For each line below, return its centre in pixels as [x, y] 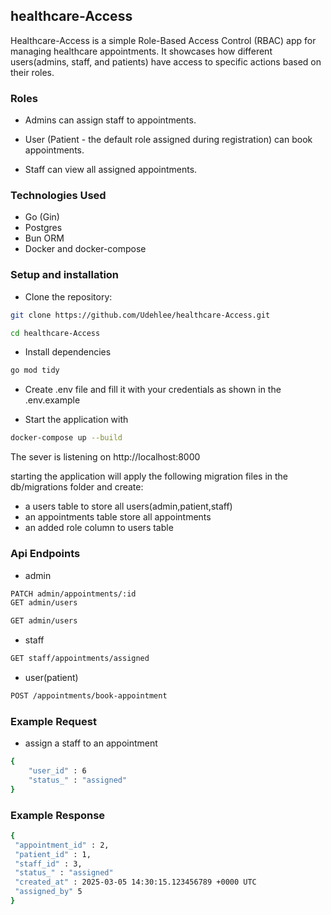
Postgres [43, 228]
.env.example [52, 400]
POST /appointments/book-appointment [89, 696]
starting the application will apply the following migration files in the [149, 476]
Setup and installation [65, 275]
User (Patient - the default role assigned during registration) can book [168, 140]
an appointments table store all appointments [118, 517]
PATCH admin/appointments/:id [73, 594]
